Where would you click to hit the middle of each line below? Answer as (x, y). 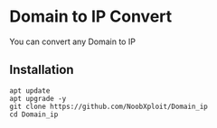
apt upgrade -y (38, 98)
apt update (30, 91)
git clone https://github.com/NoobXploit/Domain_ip (108, 106)
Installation (42, 70)
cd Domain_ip (34, 114)
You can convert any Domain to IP (72, 41)
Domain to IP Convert (91, 17)
